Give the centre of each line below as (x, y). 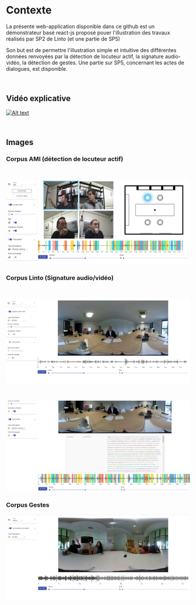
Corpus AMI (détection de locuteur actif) (65, 159)
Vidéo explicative (38, 99)
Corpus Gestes (28, 505)
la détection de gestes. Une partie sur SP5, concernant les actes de (104, 63)
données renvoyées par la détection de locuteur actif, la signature (85, 56)
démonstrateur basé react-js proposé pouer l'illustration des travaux (88, 32)
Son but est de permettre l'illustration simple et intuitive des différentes (91, 50)
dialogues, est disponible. (37, 68)
